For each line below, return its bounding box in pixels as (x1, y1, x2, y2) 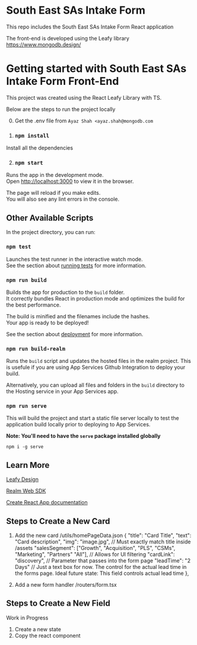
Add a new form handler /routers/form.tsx (14, 581, 117, 589)
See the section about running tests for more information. (6, 262, 147, 269)
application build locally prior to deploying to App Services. (6, 421, 151, 428)
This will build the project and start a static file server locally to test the (6, 415, 179, 422)
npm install (14, 132, 49, 139)
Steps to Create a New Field (6, 598, 111, 609)
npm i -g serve (6, 444, 44, 450)
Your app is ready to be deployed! (6, 319, 89, 326)
